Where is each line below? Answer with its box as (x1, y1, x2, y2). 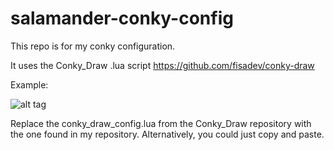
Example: (10, 78, 49, 91)
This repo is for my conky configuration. (10, 40, 176, 52)
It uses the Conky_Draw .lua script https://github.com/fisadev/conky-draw (10, 59, 315, 71)
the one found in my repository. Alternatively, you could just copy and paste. (10, 128, 325, 140)
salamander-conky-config (10, 7, 234, 30)
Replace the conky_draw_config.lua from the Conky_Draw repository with (10, 117, 312, 129)
